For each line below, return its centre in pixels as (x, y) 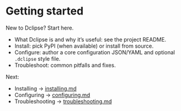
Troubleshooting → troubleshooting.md (63, 101)
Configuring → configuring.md (52, 95)
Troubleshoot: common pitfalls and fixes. (65, 65)
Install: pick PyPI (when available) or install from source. (84, 46)
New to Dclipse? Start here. (40, 28)
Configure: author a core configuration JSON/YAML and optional (95, 52)
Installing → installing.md (45, 88)
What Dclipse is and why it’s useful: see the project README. (90, 39)
